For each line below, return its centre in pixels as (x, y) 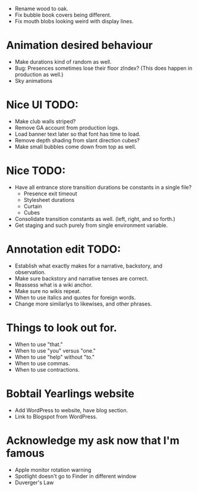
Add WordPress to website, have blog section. (71, 410)
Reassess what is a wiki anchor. (54, 285)
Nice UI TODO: (43, 105)
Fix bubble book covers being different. (63, 15)
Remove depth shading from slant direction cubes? (77, 140)
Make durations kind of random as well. (63, 61)
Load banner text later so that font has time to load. (78, 134)
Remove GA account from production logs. (67, 127)
